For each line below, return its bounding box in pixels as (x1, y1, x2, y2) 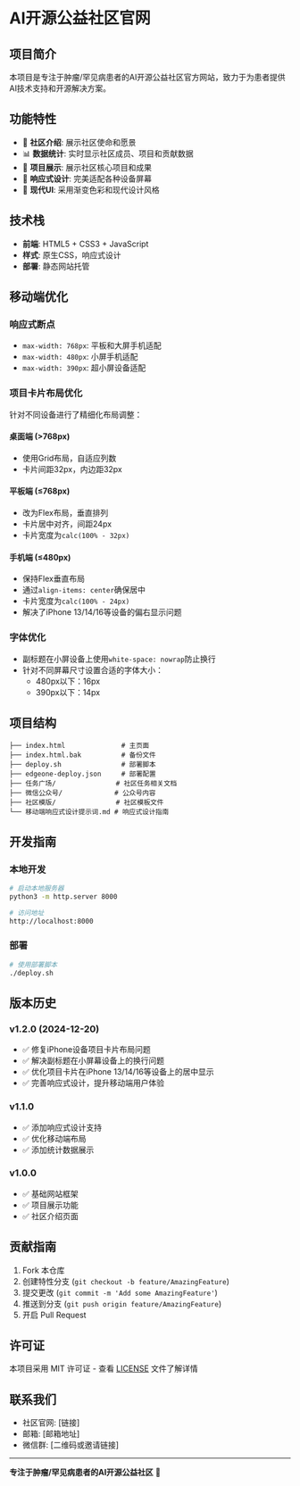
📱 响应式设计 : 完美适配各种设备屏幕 (21, 173, 152, 184)
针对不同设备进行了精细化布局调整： (9, 409, 143, 419)
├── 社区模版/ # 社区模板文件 (9, 798, 164, 808)
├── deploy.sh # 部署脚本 (9, 760, 156, 769)
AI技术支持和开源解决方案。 (9, 83, 112, 94)
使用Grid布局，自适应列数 (21, 452, 117, 463)
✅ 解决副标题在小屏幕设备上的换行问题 (21, 1055, 165, 1067)
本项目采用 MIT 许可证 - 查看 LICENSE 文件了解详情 (9, 1363, 198, 1374)
